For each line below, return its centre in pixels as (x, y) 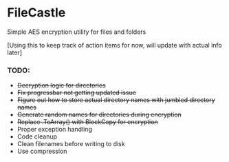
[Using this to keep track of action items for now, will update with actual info (115, 45)
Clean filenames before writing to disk (71, 144)
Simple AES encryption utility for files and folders (77, 32)
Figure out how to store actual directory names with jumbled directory (116, 100)
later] (15, 52)
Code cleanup (37, 136)
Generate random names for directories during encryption (99, 114)
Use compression (42, 151)
